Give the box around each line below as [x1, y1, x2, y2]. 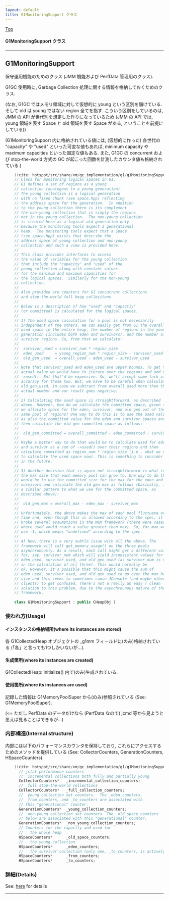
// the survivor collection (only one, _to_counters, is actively [18, 849, 165, 854]
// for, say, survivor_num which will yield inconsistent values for [14, 553, 163, 558]
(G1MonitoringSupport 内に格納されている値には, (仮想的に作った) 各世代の [5, 137, 160, 143]
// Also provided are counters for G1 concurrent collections [14, 290, 147, 295]
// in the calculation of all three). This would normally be [14, 562, 147, 567]
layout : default [5, 7, 39, 13]
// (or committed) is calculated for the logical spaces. [14, 309, 138, 314]
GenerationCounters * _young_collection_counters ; [18, 807, 127, 812]
